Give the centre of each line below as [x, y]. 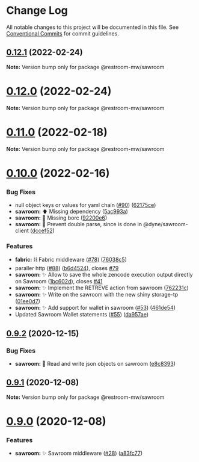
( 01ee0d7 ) [28, 301]
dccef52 [42, 231]
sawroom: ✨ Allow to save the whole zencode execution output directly [104, 275]
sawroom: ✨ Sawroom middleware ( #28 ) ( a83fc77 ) [79, 453]
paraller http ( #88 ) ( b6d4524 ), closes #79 [67, 268]
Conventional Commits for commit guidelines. [63, 33]
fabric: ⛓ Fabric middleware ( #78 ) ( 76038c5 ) [71, 260]
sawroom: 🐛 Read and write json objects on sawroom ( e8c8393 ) [95, 364]
